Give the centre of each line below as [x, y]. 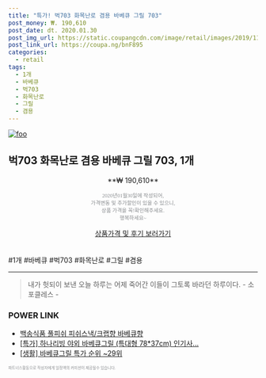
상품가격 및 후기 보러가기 [133, 233]
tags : [17, 67]
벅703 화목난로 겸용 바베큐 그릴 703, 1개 [101, 160]
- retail [30, 60]
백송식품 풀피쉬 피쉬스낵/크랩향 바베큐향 [82, 334]
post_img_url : [32, 38]
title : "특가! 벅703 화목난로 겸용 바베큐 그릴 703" [85, 15]
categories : [28, 52]
